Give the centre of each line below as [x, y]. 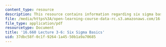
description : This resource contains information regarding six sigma [79, 14]
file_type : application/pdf [34, 23]
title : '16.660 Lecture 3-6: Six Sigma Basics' [55, 32]
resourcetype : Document [30, 28]
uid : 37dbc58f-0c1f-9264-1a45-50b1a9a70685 [51, 37]
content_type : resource [30, 10]
